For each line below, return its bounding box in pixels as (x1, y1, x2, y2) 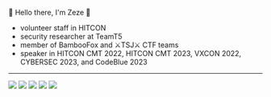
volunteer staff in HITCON (19, 23, 106, 32)
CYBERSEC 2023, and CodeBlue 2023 (19, 57, 148, 67)
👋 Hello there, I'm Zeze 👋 (8, 8, 91, 17)
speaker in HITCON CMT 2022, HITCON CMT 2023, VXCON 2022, (19, 49, 242, 58)
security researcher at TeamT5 (19, 32, 123, 41)
